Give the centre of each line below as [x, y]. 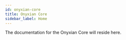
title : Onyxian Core [26, 14]
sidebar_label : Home [26, 19]
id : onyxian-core [23, 10]
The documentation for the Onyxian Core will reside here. [63, 33]
